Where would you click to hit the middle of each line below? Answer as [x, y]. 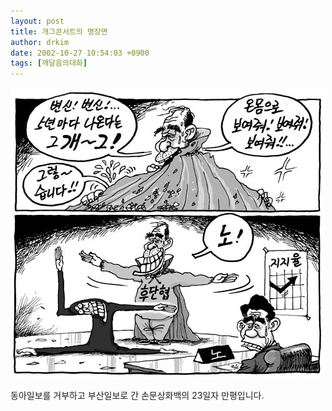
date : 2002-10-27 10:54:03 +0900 [80, 53]
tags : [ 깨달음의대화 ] [49, 63]
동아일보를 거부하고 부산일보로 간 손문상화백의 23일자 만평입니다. [137, 396]
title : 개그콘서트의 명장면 [59, 31]
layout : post [37, 21]
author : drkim [40, 42]
